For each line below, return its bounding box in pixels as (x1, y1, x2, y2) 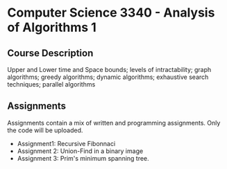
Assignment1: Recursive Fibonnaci (17, 139, 116, 148)
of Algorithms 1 (7, 19, 97, 35)
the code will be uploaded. (7, 126, 83, 134)
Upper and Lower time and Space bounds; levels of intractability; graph (7, 66, 212, 73)
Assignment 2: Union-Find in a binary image (17, 147, 144, 155)
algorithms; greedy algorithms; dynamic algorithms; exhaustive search (7, 73, 209, 81)
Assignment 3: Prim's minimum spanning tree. (17, 154, 149, 162)
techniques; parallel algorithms (7, 80, 96, 88)
